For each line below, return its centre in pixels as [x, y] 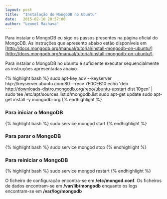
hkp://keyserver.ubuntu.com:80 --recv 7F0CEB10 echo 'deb [67, 84]
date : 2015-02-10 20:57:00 [35, 19]
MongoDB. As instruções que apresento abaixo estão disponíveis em [76, 43]
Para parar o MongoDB [33, 136]
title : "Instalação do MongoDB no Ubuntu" [51, 14]
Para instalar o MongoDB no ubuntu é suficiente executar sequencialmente [82, 63]
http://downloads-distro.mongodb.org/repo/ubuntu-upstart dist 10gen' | [79, 89]
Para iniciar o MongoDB [34, 113]
